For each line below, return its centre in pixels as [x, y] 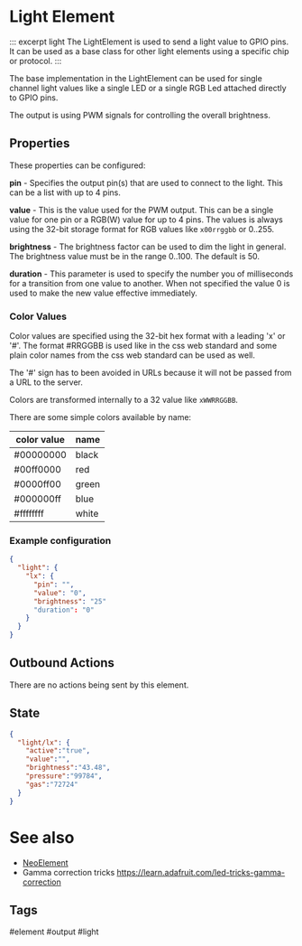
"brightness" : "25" [69, 601]
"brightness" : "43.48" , [68, 768]
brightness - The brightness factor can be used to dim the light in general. [148, 247]
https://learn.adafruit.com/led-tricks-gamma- [201, 872]
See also [42, 837]
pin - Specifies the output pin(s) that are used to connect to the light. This [146, 183]
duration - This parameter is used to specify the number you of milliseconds [151, 274]
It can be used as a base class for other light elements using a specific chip [149, 51]
